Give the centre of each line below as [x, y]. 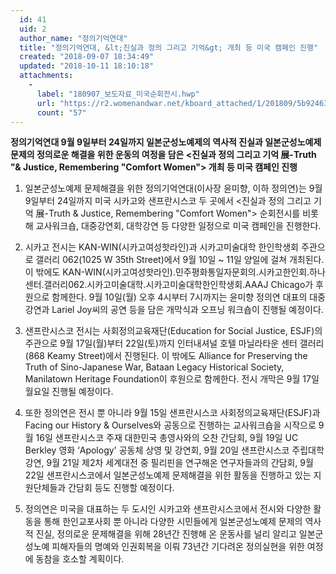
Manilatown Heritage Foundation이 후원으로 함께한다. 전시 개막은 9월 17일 [172, 379]
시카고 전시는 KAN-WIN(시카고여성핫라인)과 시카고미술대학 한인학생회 [161, 247]
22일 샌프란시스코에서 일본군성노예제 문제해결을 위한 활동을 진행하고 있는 [168, 475]
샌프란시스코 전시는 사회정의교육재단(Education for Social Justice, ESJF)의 [173, 331]
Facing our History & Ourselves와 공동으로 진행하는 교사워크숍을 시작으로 [170, 425]
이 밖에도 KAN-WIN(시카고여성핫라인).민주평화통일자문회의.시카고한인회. [167, 272]
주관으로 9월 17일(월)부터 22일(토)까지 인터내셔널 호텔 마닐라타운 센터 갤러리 [174, 343]
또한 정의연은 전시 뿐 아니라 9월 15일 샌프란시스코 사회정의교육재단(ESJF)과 [172, 413]
